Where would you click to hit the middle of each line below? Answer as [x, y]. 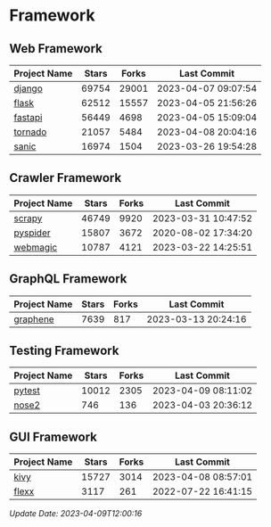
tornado [30, 132]
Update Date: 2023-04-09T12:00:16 [76, 514]
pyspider [32, 233]
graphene [34, 319]
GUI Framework [53, 436]
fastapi [28, 117]
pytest [27, 391]
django [28, 88]
